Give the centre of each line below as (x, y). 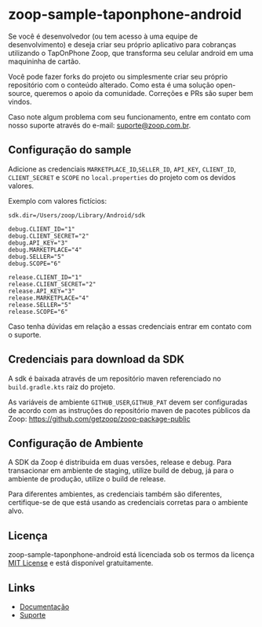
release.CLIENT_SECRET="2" (52, 284)
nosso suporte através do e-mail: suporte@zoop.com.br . (100, 125)
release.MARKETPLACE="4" (49, 298)
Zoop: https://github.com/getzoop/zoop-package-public (99, 419)
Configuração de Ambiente (76, 443)
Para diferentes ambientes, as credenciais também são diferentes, (115, 494)
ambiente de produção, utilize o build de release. (87, 479)
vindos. (20, 101)
